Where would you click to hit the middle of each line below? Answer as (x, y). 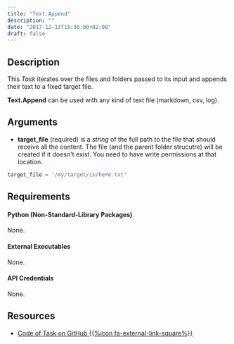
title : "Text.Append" (39, 14)
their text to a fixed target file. (50, 87)
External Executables (39, 246)
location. (30, 161)
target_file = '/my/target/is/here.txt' (67, 174)
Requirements (39, 197)
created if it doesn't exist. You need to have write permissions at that (117, 154)
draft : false (26, 33)
